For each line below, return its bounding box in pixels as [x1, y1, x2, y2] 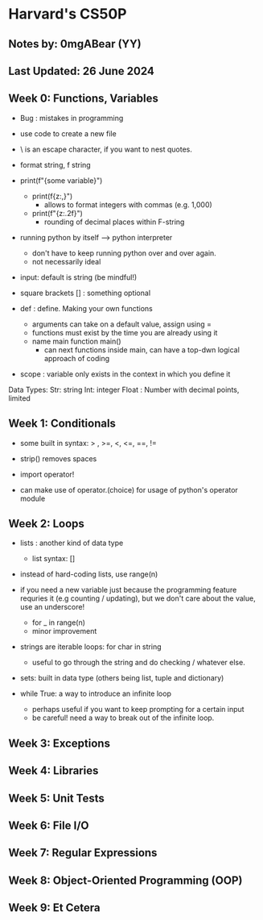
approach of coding [43, 353, 110, 363]
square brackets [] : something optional [19, 288, 151, 298]
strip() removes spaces [19, 453, 97, 464]
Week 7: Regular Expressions [8, 846, 158, 860]
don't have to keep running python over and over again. [31, 248, 217, 258]
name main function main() [31, 336, 122, 346]
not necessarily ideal [31, 256, 101, 266]
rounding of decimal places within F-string [43, 217, 185, 227]
